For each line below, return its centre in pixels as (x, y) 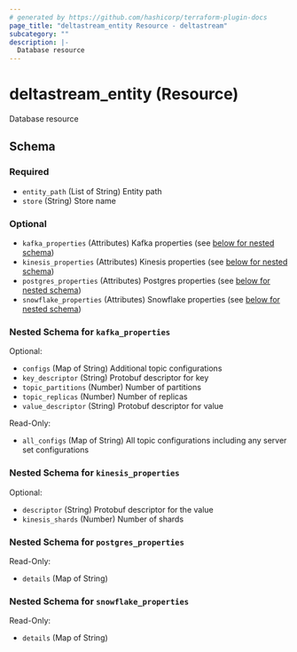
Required (29, 172)
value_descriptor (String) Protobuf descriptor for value (123, 406)
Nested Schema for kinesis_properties (94, 473)
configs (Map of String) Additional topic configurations (122, 368)
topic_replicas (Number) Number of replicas (105, 397)
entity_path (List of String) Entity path (92, 191)
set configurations (55, 450)
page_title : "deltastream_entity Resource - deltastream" (118, 26)
